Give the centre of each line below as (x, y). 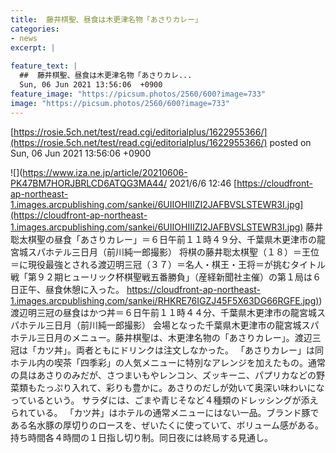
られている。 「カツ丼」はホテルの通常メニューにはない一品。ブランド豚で (165, 412)
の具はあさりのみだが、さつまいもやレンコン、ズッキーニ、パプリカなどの (163, 375)
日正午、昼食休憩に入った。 (67, 289)
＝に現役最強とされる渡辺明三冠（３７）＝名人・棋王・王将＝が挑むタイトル (168, 264)
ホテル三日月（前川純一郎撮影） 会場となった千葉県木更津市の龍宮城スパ (169, 325)
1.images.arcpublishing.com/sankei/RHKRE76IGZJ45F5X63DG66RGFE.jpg (163, 300)
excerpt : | (33, 47)
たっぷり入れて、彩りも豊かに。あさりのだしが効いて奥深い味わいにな (180, 387)
